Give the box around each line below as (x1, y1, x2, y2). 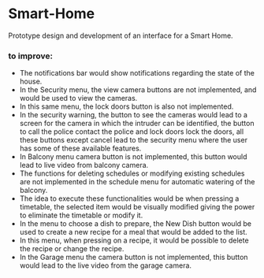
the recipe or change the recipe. (19, 244, 125, 254)
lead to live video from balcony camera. (19, 161, 149, 170)
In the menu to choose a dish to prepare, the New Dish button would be (19, 219, 252, 228)
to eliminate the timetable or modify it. (19, 210, 143, 221)
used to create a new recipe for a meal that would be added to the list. (19, 228, 248, 237)
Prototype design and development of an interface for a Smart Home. (8, 31, 234, 40)
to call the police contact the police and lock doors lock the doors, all (19, 127, 244, 136)
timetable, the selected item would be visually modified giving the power (19, 202, 255, 212)
